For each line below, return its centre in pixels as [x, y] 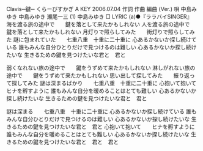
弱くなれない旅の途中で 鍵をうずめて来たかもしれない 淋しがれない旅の [101, 68]
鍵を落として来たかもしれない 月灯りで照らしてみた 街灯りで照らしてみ [101, 32]
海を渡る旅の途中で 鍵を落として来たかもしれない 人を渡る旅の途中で [98, 24]
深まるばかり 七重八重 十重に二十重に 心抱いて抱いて [124, 83]
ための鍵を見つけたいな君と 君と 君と [68, 142]
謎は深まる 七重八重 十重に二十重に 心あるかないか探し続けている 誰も [102, 111]
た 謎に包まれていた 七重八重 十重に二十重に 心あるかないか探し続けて [102, 39]
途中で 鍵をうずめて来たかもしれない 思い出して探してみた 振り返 [98, 75]
